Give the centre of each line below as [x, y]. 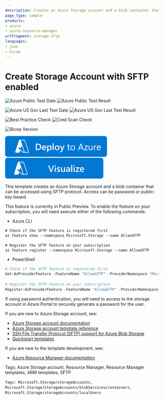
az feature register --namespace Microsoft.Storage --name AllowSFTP [77, 250]
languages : [16, 42]
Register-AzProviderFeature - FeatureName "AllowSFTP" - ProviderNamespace [82, 290]
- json [12, 47]
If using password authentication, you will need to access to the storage [77, 299]
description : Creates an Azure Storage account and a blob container [77, 10]
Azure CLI [22, 221]
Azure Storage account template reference [55, 328]
